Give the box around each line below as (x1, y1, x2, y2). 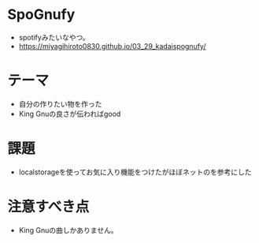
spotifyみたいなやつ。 (18, 32, 90, 42)
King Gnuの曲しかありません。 (18, 225, 119, 234)
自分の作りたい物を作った (18, 99, 102, 108)
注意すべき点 (7, 198, 90, 215)
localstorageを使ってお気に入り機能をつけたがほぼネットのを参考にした (18, 167, 252, 177)
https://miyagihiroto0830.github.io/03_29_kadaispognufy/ (18, 41, 206, 50)
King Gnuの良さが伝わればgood (18, 109, 121, 118)
